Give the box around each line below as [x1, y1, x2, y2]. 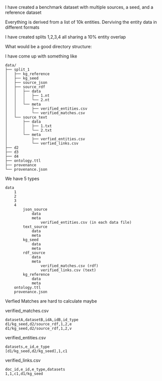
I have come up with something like [5, 53, 78, 59]
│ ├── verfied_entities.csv [5, 136, 85, 141]
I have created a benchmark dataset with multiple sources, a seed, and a [5, 4, 154, 10]
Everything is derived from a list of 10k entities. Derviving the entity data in [5, 19, 157, 25]
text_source [23, 224, 48, 229]
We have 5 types [5, 176, 40, 182]
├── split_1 [5, 67, 30, 72]
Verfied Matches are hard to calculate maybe [5, 298, 98, 304]
